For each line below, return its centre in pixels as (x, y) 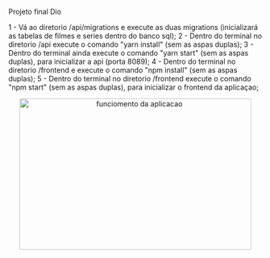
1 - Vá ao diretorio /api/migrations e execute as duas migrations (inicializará (133, 27)
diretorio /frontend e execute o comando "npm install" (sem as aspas (123, 70)
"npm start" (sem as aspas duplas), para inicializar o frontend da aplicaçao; (134, 87)
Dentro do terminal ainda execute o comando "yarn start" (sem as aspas (129, 53)
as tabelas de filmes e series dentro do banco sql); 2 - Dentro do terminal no (135, 36)
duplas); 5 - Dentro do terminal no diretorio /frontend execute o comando (130, 79)
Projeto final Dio (35, 12)
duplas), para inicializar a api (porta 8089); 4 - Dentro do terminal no (122, 61)
